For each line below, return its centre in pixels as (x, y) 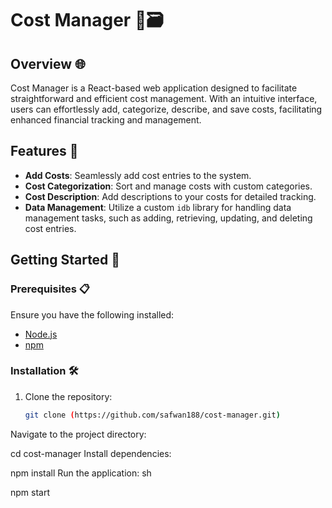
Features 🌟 (44, 151)
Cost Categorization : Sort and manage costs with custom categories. (168, 186)
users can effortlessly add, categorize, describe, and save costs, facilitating (166, 109)
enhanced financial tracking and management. (106, 120)
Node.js (41, 334)
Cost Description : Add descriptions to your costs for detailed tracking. (170, 196)
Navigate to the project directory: (78, 434)
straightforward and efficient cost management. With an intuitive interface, (164, 98)
